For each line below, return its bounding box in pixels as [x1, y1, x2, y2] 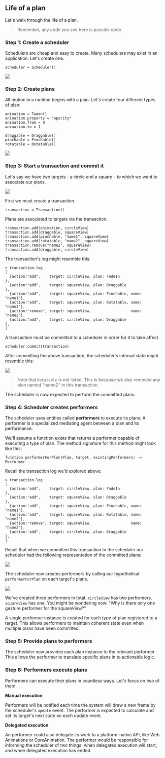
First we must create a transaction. [5, 197, 76, 204]
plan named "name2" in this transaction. [17, 382, 99, 388]
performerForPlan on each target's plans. [5, 576, 89, 582]
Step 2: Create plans [5, 86, 55, 93]
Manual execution [5, 692, 43, 698]
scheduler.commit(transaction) [5, 344, 69, 349]
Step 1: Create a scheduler [5, 39, 69, 46]
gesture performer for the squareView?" [5, 606, 86, 611]
